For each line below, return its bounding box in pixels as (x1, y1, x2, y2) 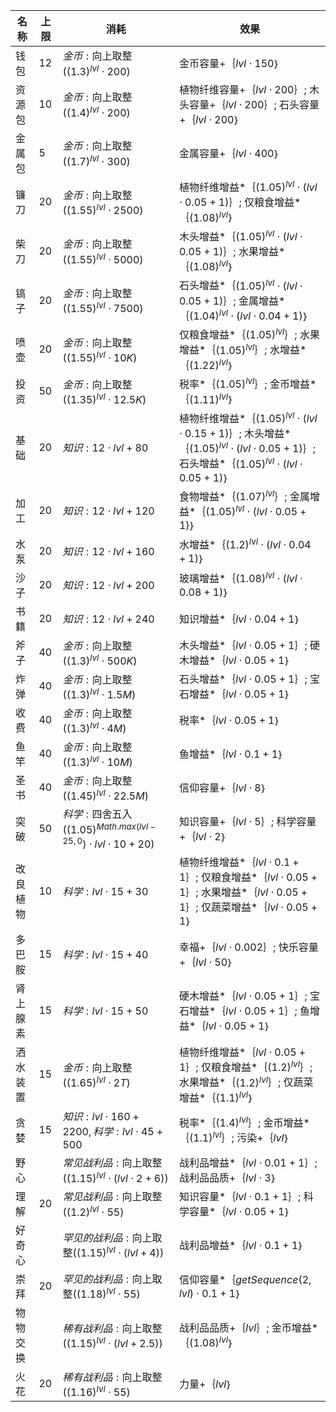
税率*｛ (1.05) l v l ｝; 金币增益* (178, 375, 317, 391)
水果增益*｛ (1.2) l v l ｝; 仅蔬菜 (178, 1074, 314, 1089)
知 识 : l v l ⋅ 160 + (62, 1109, 140, 1123)
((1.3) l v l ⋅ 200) (62, 62, 131, 78)
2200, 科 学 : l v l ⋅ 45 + (62, 1124, 164, 1138)
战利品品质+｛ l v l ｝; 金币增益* (178, 1321, 319, 1335)
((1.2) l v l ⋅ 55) (62, 1203, 125, 1219)
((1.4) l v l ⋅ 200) (62, 104, 131, 119)
